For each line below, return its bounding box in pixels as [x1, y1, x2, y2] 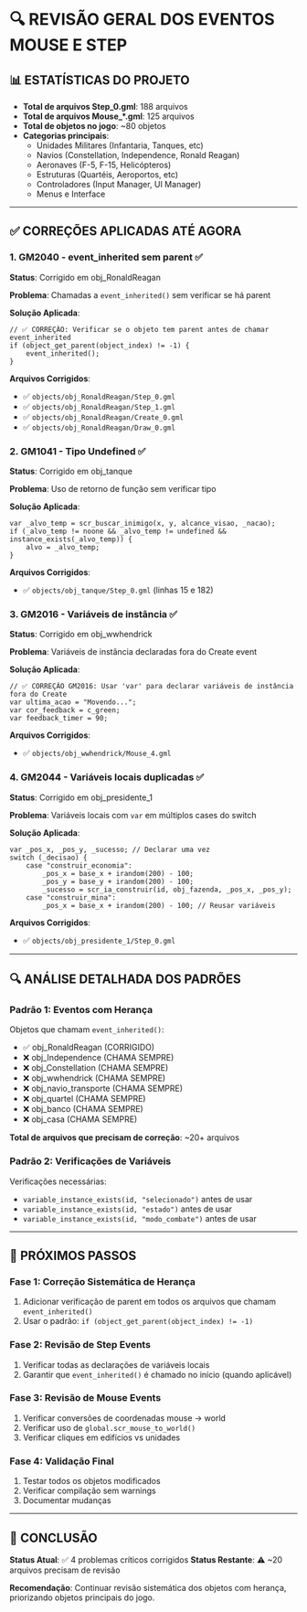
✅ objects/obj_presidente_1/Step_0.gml [22, 934, 176, 945]
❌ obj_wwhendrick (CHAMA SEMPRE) [22, 1073, 166, 1084]
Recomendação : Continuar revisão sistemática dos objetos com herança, [9, 1582, 287, 1593]
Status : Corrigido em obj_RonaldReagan [9, 272, 162, 283]
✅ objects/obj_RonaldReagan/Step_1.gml [22, 400, 176, 411]
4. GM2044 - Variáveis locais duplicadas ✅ [9, 771, 205, 784]
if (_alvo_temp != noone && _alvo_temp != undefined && [9, 527, 227, 536]
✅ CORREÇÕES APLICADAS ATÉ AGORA [9, 223, 242, 240]
